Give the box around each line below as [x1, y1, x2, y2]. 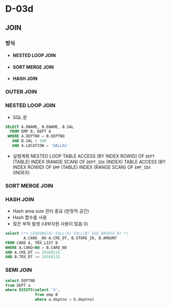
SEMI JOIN [5, 266, 32, 273]
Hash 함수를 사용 [12, 214, 47, 221]
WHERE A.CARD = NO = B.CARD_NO [5, 245, 67, 250]
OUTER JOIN [5, 88, 37, 96]
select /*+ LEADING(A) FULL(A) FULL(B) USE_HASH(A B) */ [5, 231, 129, 236]
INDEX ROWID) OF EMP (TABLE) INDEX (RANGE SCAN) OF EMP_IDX [12, 164, 151, 170]
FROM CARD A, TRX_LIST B [5, 240, 58, 245]
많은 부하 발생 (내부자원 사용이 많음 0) [12, 221, 88, 227]
